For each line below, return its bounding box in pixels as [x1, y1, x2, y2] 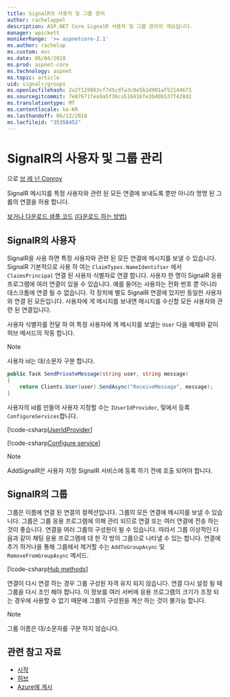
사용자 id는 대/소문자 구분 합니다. [7, 357, 95, 365]
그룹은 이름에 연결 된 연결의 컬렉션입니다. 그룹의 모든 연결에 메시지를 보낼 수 [7, 508, 211, 516]
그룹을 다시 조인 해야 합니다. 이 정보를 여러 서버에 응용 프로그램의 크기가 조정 [7, 588, 212, 596]
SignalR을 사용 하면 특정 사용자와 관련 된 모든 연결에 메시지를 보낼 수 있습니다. [7, 254, 217, 262]
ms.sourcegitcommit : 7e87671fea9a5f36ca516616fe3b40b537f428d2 [7, 94, 192, 100]
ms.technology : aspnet [7, 67, 72, 74]
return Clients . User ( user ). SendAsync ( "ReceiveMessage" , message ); [19, 383, 214, 390]
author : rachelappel [7, 17, 67, 23]
